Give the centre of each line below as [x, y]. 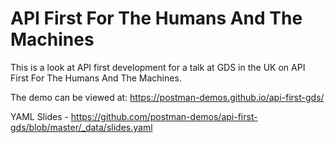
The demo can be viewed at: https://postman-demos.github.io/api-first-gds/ [167, 97]
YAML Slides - [39, 116]
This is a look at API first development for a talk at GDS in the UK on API [158, 67]
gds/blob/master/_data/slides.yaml [81, 127]
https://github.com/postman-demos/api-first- [164, 116]
